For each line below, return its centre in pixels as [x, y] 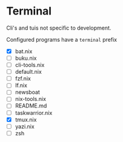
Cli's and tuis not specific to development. [59, 28]
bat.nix [24, 51]
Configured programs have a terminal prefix [62, 39]
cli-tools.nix [30, 65]
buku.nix [26, 58]
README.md [31, 106]
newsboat [28, 92]
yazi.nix [25, 126]
